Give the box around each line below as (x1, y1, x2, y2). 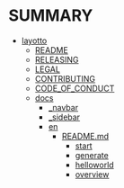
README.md (61, 130, 110, 141)
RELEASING (34, 54, 79, 65)
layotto (21, 35, 48, 46)
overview (75, 168, 110, 180)
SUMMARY (8, 5, 93, 26)
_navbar (48, 102, 78, 112)
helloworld (75, 159, 114, 170)
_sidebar (48, 112, 81, 122)
